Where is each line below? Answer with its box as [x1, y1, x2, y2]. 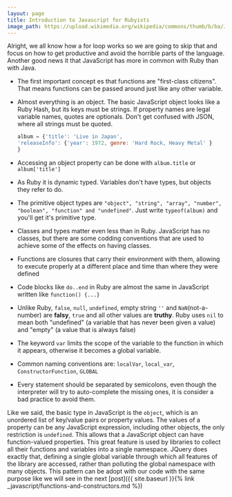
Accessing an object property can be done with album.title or [17, 159, 196, 166]
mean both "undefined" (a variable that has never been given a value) [17, 318, 216, 327]
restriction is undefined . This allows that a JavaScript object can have [7, 431, 204, 438]
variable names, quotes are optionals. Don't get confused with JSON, [17, 113, 215, 121]
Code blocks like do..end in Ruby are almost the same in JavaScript [17, 283, 209, 291]
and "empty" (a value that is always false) [17, 326, 136, 333]
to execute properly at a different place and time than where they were [17, 262, 218, 270]
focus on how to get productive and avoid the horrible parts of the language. [7, 49, 225, 57]
